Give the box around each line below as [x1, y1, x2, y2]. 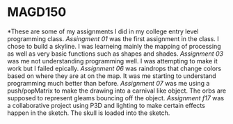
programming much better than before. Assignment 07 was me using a [7, 79, 210, 87]
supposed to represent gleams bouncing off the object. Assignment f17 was [7, 93, 225, 102]
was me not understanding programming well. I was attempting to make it [7, 56, 218, 65]
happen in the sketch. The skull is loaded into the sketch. [7, 109, 170, 117]
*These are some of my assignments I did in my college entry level [7, 27, 199, 36]
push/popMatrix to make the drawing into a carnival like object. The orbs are [7, 86, 227, 95]
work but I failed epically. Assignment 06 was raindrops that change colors [7, 64, 222, 72]
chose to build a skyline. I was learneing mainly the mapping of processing [7, 42, 221, 50]
